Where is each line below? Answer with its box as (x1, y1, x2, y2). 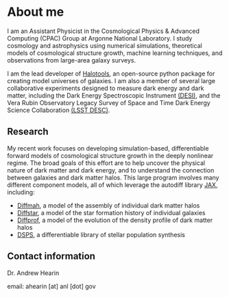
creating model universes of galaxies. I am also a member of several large (7, 76, 216, 85)
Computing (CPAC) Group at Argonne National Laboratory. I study (7, 34, 193, 42)
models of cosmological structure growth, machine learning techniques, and (7, 49, 223, 57)
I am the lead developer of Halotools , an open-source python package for (7, 69, 215, 78)
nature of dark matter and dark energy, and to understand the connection (7, 166, 215, 174)
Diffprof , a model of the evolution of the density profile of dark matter (16, 216, 213, 224)
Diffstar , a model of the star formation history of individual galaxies (16, 208, 206, 217)
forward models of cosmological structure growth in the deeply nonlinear (7, 151, 214, 159)
